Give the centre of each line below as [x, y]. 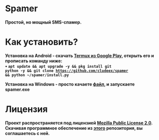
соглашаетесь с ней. [27, 133]
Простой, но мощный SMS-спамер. [43, 22]
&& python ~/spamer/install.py [37, 75]
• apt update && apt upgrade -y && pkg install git [58, 66]
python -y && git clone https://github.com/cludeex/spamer [67, 71]
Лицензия [26, 109]
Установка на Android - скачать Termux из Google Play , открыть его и [79, 56]
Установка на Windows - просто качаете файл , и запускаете [70, 84]
